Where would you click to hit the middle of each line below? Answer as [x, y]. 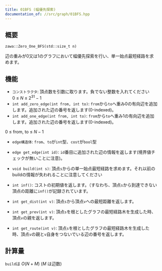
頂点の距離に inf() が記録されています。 [51, 191]
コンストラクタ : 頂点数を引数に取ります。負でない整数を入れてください [81, 92]
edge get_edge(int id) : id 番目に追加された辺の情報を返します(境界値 [81, 152]
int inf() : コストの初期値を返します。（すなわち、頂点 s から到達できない [84, 185]
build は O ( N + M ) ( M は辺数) [33, 264]
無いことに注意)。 [47, 158]
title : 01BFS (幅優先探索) [30, 9]
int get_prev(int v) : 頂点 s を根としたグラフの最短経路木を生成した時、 [84, 212]
